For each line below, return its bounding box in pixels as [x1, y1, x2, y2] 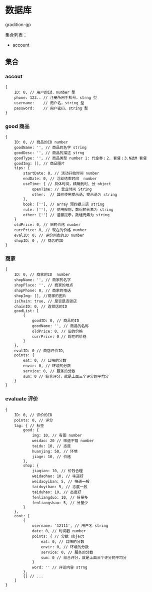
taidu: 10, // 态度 [31, 443, 71, 449]
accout [5, 73, 22, 80]
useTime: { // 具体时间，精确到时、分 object [23, 181, 111, 186]
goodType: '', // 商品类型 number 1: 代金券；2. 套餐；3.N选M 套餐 [14, 156, 147, 161]
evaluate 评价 [5, 395, 38, 402]
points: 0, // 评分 [14, 417, 53, 423]
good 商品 [5, 122, 30, 129]
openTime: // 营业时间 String [31, 187, 92, 192]
